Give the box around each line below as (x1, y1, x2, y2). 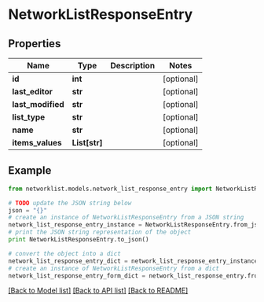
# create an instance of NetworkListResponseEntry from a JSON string (8, 214, 244, 222)
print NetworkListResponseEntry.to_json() (8, 236, 149, 244)
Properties (8, 37, 61, 50)
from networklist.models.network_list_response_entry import (8, 185, 213, 193)
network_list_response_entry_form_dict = (8, 271, 146, 280)
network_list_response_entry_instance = (8, 221, 143, 229)
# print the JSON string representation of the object (8, 228, 192, 237)
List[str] (71, 138, 103, 148)
